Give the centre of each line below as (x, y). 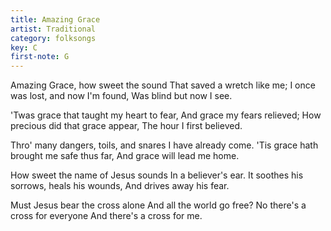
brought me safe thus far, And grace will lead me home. (125, 156)
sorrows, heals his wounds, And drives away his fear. (120, 186)
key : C (24, 47)
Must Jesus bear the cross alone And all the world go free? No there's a (158, 205)
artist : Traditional (53, 29)
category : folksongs (53, 38)
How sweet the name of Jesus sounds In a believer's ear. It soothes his (157, 175)
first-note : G (40, 57)
